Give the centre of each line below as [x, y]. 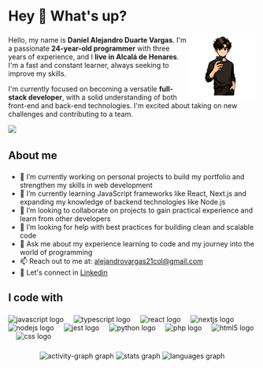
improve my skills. [37, 73]
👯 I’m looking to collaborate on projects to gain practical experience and [136, 210]
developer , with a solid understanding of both [102, 97]
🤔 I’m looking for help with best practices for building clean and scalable [137, 227]
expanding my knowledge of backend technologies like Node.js [122, 202]
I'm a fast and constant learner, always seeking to [89, 66]
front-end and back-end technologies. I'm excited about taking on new [123, 106]
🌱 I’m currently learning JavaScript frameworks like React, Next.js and [133, 193]
